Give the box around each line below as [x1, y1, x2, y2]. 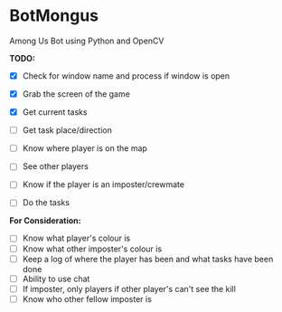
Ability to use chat [22, 273, 90, 284]
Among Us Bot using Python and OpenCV [9, 35, 164, 46]
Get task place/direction [22, 125, 113, 136]
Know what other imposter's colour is [22, 243, 163, 254]
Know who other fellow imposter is [22, 293, 152, 304]
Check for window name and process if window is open [22, 70, 230, 81]
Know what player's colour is [22, 232, 131, 244]
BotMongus [9, 5, 99, 26]
